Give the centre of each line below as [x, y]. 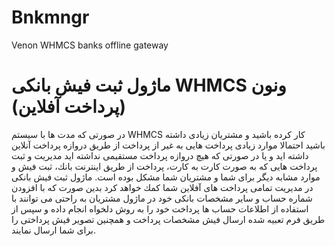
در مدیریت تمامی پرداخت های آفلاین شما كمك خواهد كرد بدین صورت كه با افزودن [162, 187]
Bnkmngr [50, 17]
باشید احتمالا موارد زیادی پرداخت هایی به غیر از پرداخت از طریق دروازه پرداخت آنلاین [168, 145]
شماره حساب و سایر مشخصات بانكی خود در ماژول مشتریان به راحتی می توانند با [162, 198]
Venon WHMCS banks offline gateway [90, 45]
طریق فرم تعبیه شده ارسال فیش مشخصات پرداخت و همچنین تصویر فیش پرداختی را [168, 219]
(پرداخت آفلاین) [69, 107]
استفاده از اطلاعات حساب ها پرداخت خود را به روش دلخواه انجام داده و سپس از [160, 208]
